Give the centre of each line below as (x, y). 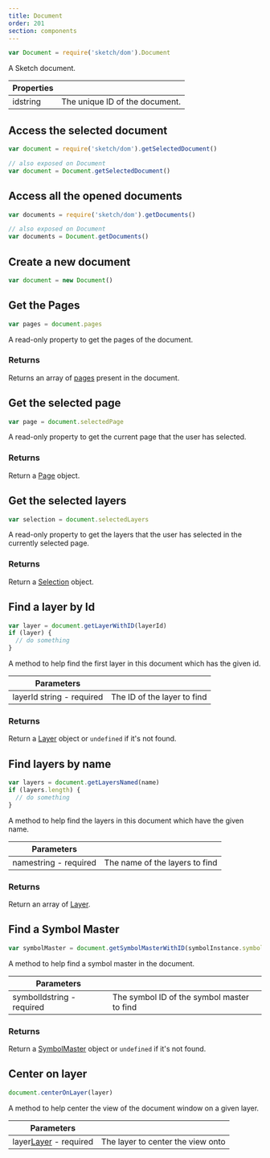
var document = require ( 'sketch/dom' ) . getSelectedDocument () (113, 149)
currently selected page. (49, 543)
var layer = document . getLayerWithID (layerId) (88, 625)
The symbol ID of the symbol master (180, 997)
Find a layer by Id (51, 607)
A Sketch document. (42, 68)
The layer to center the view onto (164, 1141)
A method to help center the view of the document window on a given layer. (134, 1108)
